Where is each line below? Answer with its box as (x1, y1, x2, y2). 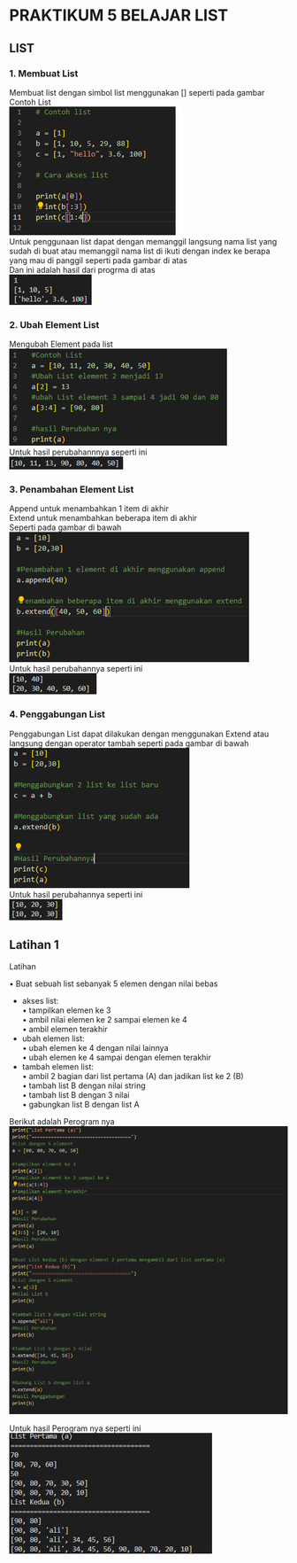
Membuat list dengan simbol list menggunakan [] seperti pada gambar (9, 87, 265, 97)
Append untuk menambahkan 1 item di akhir (9, 503, 170, 514)
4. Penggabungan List (9, 708, 106, 720)
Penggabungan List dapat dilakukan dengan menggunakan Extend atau (9, 728, 270, 739)
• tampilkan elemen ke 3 (21, 1005, 111, 1015)
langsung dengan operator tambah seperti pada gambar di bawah (9, 737, 249, 749)
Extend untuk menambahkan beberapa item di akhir (9, 513, 197, 524)
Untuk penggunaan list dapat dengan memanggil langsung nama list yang (9, 236, 278, 246)
